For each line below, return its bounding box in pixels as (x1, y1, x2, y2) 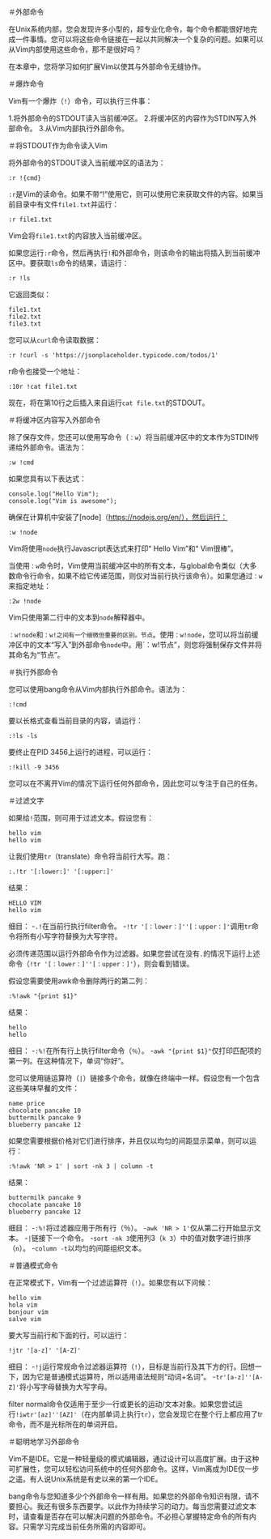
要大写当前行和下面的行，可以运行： (8, 1331, 129, 1340)
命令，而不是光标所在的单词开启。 (8, 1420, 122, 1429)
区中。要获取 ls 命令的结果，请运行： (8, 258, 129, 267)
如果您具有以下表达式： (8, 474, 87, 484)
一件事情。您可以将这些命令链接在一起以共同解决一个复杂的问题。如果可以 (15, 35, 264, 44)
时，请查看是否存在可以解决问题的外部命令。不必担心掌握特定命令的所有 (8, 1511, 249, 1521)
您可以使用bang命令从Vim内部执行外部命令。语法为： (8, 684, 188, 694)
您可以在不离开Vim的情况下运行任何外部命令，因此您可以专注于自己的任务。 (8, 778, 263, 788)
